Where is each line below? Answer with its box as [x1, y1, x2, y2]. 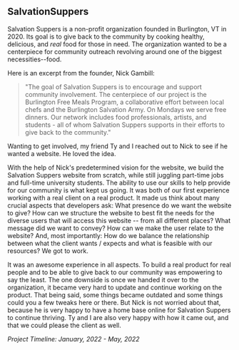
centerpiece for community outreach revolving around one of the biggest [7, 47, 223, 56]
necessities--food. [7, 55, 62, 63]
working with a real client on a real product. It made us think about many [7, 193, 220, 202]
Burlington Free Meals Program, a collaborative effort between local [24, 98, 225, 106]
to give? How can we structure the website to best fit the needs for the [7, 208, 215, 217]
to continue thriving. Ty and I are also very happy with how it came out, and [7, 313, 229, 321]
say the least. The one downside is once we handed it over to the [7, 275, 199, 284]
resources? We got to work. [7, 246, 89, 255]
